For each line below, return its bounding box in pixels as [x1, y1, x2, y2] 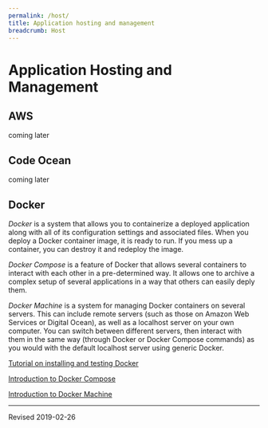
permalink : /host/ [8, 11, 69, 20]
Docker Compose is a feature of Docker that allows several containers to [8, 260, 247, 269]
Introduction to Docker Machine [8, 390, 113, 399]
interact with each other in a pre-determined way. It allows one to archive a [8, 269, 255, 277]
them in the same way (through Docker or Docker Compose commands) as [8, 335, 255, 344]
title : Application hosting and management [8, 19, 156, 27]
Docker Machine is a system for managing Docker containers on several [8, 300, 246, 310]
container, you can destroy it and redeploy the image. [8, 245, 184, 253]
